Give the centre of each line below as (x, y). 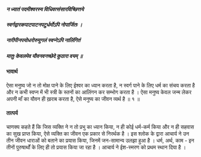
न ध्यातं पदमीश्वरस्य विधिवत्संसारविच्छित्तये (45, 9)
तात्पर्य (12, 113)
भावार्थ (12, 72)
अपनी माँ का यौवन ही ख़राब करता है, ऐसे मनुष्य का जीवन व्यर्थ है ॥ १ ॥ (73, 99)
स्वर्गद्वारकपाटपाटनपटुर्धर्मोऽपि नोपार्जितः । (44, 24)
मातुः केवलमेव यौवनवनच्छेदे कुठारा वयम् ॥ (44, 56)
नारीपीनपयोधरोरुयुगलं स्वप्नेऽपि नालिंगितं (43, 40)
